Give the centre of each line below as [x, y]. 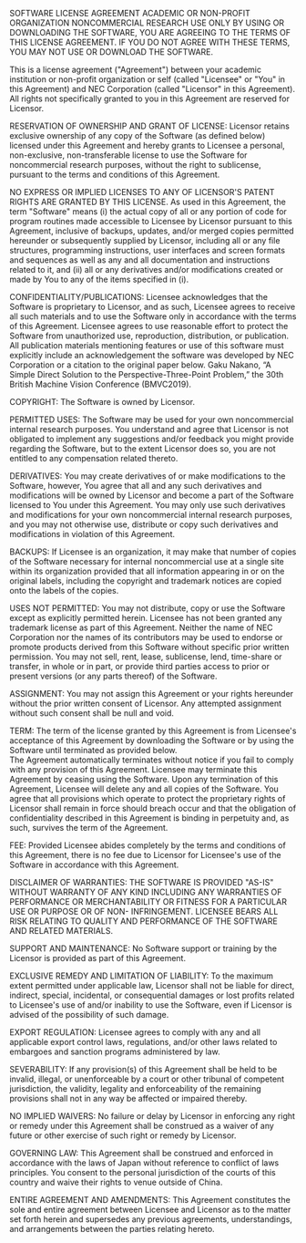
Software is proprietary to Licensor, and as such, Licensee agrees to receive [153, 306]
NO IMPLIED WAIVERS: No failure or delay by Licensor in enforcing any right [153, 1116]
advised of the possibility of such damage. [89, 1015]
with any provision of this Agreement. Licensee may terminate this [133, 769]
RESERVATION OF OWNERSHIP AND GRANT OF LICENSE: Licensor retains [149, 126]
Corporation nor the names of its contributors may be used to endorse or [146, 637]
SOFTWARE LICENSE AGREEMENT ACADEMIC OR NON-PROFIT [130, 13]
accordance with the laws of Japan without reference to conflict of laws [144, 1163]
